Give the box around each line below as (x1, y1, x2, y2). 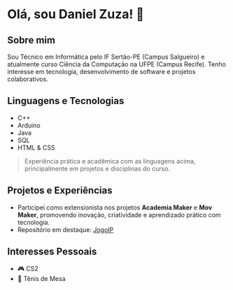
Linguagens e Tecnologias (7, 95, 125, 107)
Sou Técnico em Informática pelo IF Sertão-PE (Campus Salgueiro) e (7, 52, 205, 61)
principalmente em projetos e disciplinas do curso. (24, 164, 171, 173)
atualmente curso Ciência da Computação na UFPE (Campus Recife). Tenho (7, 60, 226, 68)
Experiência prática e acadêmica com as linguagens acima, (24, 157, 196, 165)
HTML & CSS (17, 143, 55, 152)
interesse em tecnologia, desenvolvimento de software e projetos (7, 68, 196, 75)
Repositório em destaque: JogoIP (17, 225, 114, 233)
